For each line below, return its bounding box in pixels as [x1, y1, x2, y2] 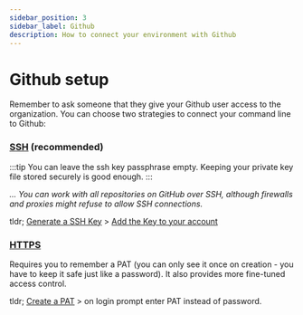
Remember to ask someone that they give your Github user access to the [9, 99, 282, 110]
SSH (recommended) [9, 141, 104, 154]
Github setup [9, 69, 109, 90]
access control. [9, 278, 67, 289]
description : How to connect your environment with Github [9, 30, 237, 39]
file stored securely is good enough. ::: [9, 171, 153, 182]
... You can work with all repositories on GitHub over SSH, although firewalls [9, 188, 294, 199]
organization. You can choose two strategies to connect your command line [9, 109, 291, 119]
